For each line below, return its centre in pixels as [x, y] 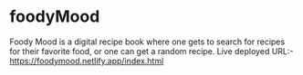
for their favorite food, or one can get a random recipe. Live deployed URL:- [151, 51]
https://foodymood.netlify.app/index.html [87, 61]
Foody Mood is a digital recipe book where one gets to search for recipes [147, 42]
